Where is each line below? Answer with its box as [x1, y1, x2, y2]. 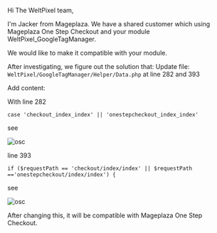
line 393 [7, 151, 32, 159]
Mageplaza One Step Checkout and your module [7, 28, 151, 36]
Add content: [7, 84, 46, 92]
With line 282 [7, 97, 46, 106]
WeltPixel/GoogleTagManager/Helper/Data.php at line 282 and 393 [7, 70, 201, 78]
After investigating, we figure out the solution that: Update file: [7, 63, 190, 70]
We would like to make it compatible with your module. [7, 49, 167, 57]
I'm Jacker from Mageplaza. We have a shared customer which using [7, 20, 211, 28]
